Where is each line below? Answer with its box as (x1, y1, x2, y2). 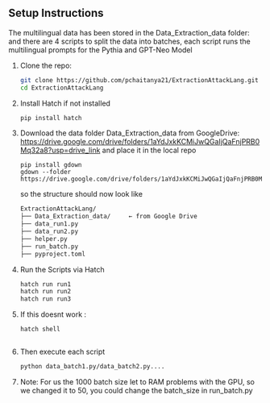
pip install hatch (19, 114, 82, 122)
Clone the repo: (19, 60, 73, 70)
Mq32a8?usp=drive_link (19, 145, 101, 156)
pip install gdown (19, 161, 82, 169)
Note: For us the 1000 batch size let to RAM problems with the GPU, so (19, 376, 255, 386)
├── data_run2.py (19, 227, 79, 236)
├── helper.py (19, 235, 68, 243)
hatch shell (19, 326, 60, 334)
